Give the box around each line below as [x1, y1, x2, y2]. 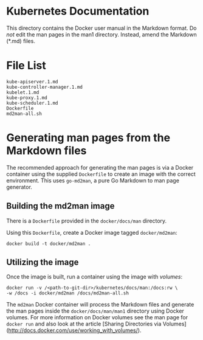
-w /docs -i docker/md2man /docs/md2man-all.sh [6, 290, 129, 296]
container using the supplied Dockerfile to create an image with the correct [6, 170, 196, 178]
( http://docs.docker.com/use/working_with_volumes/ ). [6, 327, 142, 334]
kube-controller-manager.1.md [6, 84, 83, 90]
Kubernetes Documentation [6, 4, 150, 18]
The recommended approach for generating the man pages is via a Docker [6, 164, 194, 171]
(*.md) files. [6, 37, 35, 44]
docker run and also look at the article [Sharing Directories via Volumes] [6, 321, 187, 328]
